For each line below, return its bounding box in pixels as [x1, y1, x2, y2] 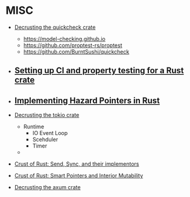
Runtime [23, 123, 45, 130]
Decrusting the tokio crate [14, 111, 80, 119]
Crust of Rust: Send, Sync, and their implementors [14, 160, 139, 167]
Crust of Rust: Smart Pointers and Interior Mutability [14, 172, 144, 180]
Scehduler [32, 136, 59, 143]
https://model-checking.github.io [23, 35, 106, 42]
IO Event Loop [32, 130, 68, 137]
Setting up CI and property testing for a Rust [14, 66, 185, 76]
